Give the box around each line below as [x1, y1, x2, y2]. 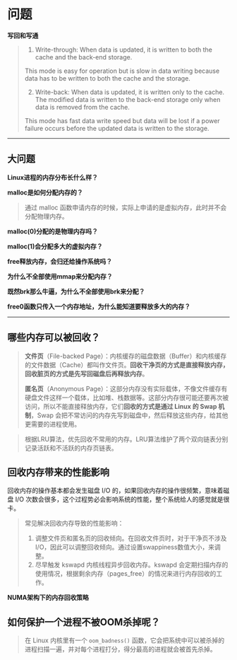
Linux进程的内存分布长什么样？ [7, 173, 99, 181]
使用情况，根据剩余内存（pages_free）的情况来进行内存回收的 [35, 569, 217, 578]
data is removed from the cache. [35, 103, 130, 111]
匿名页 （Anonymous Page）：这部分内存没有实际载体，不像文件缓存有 [24, 384, 228, 393]
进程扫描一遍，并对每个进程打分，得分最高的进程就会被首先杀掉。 [24, 645, 217, 654]
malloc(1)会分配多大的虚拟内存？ [7, 242, 103, 250]
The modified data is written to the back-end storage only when [35, 95, 221, 103]
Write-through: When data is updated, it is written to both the [35, 45, 213, 54]
